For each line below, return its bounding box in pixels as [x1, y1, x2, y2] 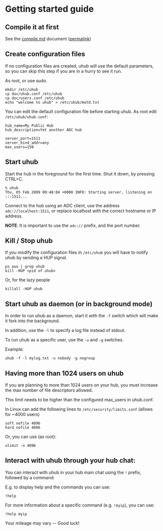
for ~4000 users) [5, 412, 40, 418]
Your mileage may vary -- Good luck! [5, 520, 80, 526]
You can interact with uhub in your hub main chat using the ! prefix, [5, 469, 141, 475]
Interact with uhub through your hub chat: [5, 456, 136, 465]
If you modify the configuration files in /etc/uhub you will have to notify [5, 249, 148, 255]
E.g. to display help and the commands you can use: [5, 484, 111, 490]
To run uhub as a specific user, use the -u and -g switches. [5, 337, 124, 343]
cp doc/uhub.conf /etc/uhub [5, 91, 63, 96]
